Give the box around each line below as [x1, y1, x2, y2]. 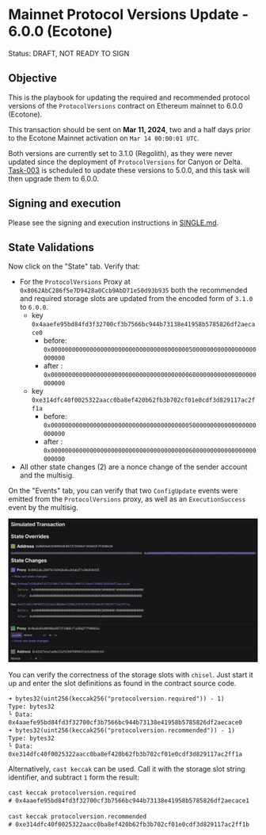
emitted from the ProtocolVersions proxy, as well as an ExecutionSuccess [8, 494, 246, 504]
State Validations [8, 240, 95, 254]
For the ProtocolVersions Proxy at [19, 277, 131, 287]
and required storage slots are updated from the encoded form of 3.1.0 [19, 294, 253, 303]
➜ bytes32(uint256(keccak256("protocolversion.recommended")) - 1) [8, 726, 236, 734]
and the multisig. [19, 471, 74, 480]
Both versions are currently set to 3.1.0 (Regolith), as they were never [8, 148, 234, 158]
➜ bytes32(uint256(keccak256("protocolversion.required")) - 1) [8, 695, 225, 703]
